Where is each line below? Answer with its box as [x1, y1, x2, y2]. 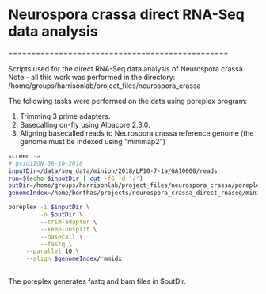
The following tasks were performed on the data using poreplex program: [8, 96, 248, 105]
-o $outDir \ [40, 211, 83, 219]
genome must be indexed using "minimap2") [19, 136, 166, 146]
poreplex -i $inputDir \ [8, 204, 90, 212]
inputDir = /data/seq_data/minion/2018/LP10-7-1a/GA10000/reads [8, 166, 218, 175]
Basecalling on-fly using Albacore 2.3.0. [19, 120, 150, 129]
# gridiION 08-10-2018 [8, 159, 83, 167]
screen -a [8, 152, 41, 160]
